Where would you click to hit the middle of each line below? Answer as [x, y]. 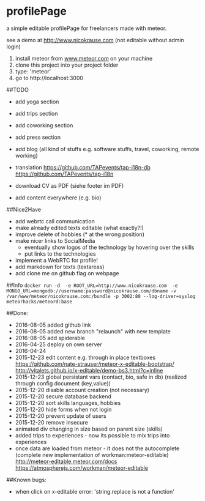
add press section [38, 137]
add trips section [36, 113]
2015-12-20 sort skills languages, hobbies [68, 403]
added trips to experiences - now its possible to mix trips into [92, 435]
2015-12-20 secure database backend [63, 396]
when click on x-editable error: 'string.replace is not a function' [95, 491]
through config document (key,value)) [63, 383]
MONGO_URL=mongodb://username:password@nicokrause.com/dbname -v [91, 291]
